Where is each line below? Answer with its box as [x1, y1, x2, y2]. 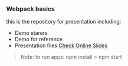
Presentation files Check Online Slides [14, 42, 108, 49]
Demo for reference [14, 36, 63, 43]
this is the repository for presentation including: [6, 18, 122, 25]
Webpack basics [6, 5, 55, 13]
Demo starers [14, 29, 48, 37]
